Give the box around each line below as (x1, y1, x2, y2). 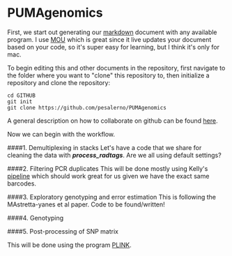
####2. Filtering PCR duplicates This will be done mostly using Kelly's (7, 164, 208, 172)
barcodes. (7, 179, 37, 188)
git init (7, 98, 33, 105)
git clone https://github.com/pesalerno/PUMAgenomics (7, 104, 167, 111)
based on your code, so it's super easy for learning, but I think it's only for (7, 43, 219, 51)
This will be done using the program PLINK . (7, 241, 132, 249)
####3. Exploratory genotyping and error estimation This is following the (7, 193, 217, 201)
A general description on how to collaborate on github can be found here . (7, 116, 218, 125)
